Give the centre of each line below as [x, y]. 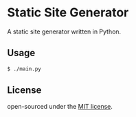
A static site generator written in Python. [64, 31]
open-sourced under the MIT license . [60, 107]
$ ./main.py [24, 69]
